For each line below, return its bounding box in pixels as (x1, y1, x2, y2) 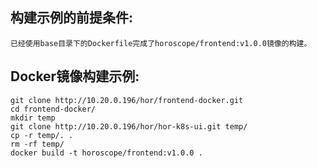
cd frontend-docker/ (10, 104, 97, 114)
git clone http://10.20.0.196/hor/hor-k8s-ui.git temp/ (10, 121, 248, 132)
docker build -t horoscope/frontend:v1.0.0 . (10, 148, 203, 158)
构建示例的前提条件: (10, 9, 134, 27)
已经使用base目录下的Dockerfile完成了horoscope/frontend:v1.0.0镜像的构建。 (10, 38, 312, 48)
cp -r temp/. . (10, 130, 74, 140)
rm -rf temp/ (10, 139, 65, 149)
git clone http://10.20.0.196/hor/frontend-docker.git (10, 95, 244, 105)
